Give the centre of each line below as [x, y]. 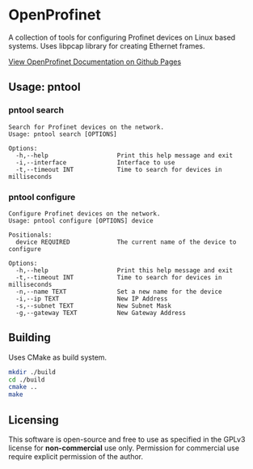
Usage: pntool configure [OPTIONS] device [81, 220]
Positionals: [30, 235]
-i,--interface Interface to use [95, 162]
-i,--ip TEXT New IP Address [92, 298]
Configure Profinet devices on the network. [84, 213]
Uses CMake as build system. [58, 357]
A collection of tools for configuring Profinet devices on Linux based [122, 37]
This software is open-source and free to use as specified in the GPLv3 [127, 440]
